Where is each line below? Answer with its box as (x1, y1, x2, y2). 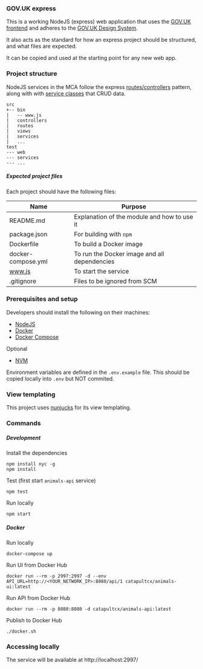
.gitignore (9, 277, 37, 285)
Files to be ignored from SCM (74, 277, 157, 285)
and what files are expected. (6, 42, 77, 50)
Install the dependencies (6, 450, 68, 457)
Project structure (6, 70, 57, 78)
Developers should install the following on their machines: (6, 308, 150, 316)
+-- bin (6, 107, 26, 113)
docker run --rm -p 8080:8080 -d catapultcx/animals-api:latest (6, 606, 172, 613)
